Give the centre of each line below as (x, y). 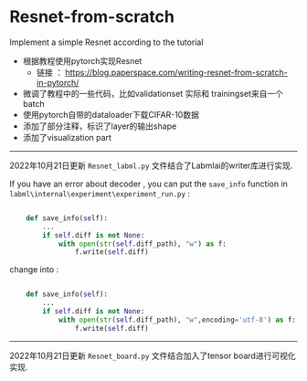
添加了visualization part (67, 137)
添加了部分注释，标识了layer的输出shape (100, 126)
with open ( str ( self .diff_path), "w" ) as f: (142, 244)
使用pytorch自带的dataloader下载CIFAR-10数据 (111, 114)
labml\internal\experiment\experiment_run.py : (100, 193)
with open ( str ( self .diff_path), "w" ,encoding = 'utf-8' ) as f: (177, 320)
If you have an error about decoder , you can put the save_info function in (148, 184)
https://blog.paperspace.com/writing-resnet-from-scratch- (176, 72)
